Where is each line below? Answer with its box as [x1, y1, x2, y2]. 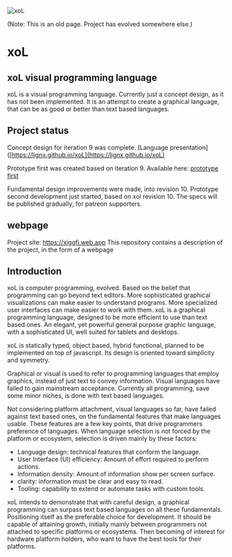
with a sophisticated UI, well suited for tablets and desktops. [7, 328, 179, 336]
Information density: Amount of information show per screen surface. [17, 470, 215, 478]
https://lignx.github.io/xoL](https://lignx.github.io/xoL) [11, 150, 165, 159]
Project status [7, 125, 69, 136]
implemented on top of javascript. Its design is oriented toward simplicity [7, 348, 215, 357]
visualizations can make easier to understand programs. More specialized [7, 299, 218, 307]
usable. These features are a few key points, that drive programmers [7, 420, 203, 428]
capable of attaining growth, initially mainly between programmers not [7, 520, 208, 529]
